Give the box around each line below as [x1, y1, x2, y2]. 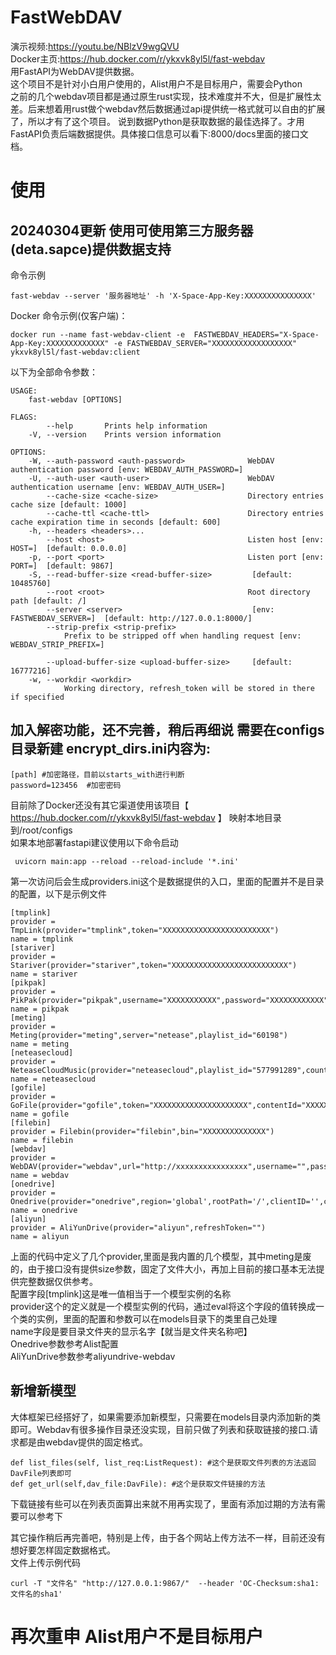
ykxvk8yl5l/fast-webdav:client [10, 347, 141, 357]
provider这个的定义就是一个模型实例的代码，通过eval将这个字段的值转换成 [10, 1300, 316, 1312]
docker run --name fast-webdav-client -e [10, 329, 186, 340]
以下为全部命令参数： [10, 366, 98, 378]
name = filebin [10, 1135, 74, 1145]
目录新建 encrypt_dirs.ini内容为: [10, 741, 212, 758]
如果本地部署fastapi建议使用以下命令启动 [10, 836, 179, 848]
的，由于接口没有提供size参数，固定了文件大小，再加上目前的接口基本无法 [10, 1262, 317, 1275]
